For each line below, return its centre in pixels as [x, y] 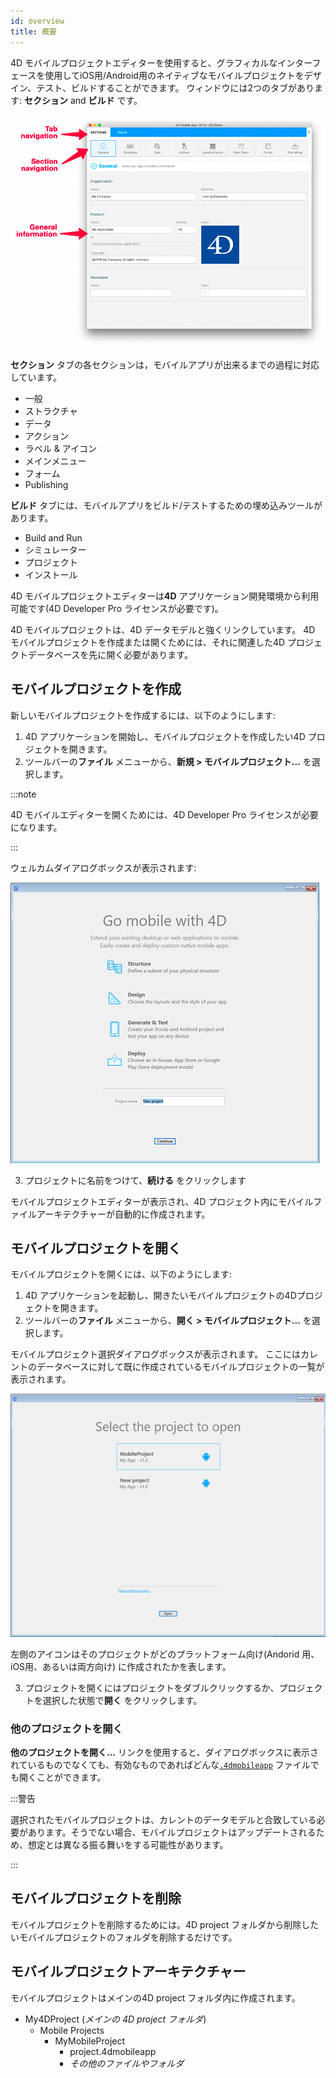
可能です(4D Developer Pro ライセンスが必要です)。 [117, 608]
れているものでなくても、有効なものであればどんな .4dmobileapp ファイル [160, 1764]
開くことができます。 [62, 1777]
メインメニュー [55, 461]
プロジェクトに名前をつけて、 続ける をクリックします [135, 1180]
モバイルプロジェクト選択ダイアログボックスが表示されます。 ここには [156, 1354]
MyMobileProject [90, 2041]
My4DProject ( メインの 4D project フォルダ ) [115, 2019]
